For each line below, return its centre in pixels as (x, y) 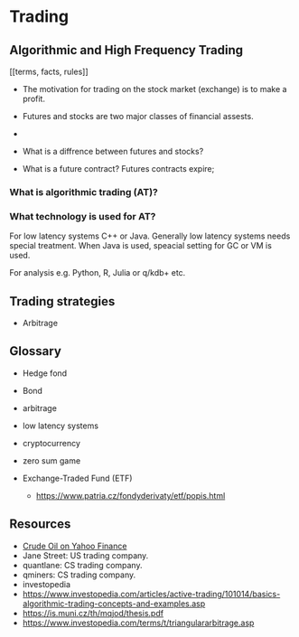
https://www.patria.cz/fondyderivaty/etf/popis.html (131, 495)
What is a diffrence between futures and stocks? (113, 151)
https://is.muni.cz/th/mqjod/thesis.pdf (93, 613)
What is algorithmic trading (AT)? (84, 192)
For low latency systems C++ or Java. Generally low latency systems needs (150, 236)
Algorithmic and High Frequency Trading (126, 50)
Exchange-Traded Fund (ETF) (77, 478)
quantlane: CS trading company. (82, 565)
